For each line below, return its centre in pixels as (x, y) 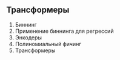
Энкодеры (28, 37)
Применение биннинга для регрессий (64, 31)
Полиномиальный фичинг (48, 44)
